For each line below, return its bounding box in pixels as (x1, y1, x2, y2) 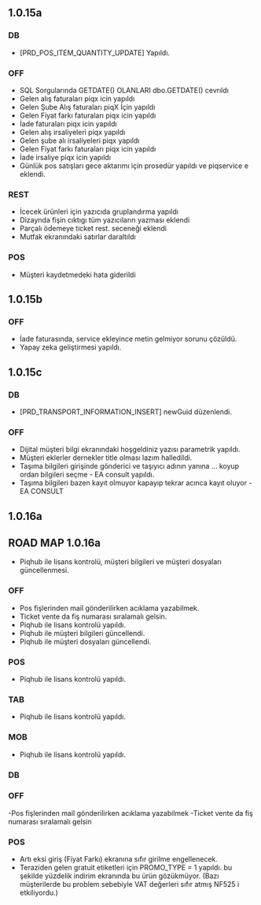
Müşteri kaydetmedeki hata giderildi (19, 270, 136, 279)
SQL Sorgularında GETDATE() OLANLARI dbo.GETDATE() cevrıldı (19, 85, 230, 95)
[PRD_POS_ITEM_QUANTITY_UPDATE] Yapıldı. (19, 47, 171, 58)
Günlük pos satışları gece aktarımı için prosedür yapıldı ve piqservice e (19, 161, 249, 170)
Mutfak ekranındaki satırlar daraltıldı (19, 232, 136, 241)
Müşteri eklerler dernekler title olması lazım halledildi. (19, 453, 193, 462)
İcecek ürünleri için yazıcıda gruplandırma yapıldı (19, 207, 179, 216)
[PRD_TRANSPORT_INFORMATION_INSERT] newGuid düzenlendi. (19, 406, 232, 417)
